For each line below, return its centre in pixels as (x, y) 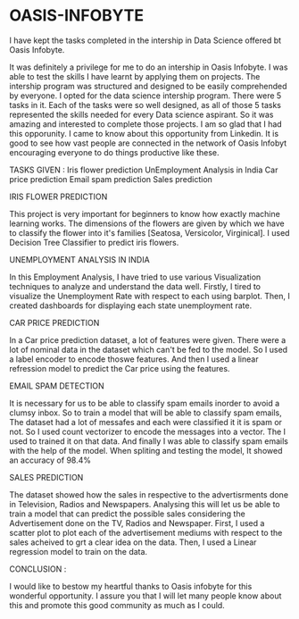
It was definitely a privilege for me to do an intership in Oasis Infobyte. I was (149, 67)
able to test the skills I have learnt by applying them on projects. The (135, 76)
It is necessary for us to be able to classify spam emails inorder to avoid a (145, 403)
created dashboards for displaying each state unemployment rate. (131, 305)
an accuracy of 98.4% (50, 460)
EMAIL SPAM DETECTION (57, 386)
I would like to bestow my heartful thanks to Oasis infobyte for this (131, 586)
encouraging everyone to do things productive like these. (114, 152)
